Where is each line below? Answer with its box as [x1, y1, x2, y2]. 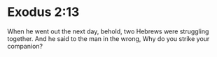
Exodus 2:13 [7, 4, 80, 20]
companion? [7, 42, 43, 50]
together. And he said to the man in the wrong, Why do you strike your [7, 34, 210, 42]
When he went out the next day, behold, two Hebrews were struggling [7, 27, 209, 35]
